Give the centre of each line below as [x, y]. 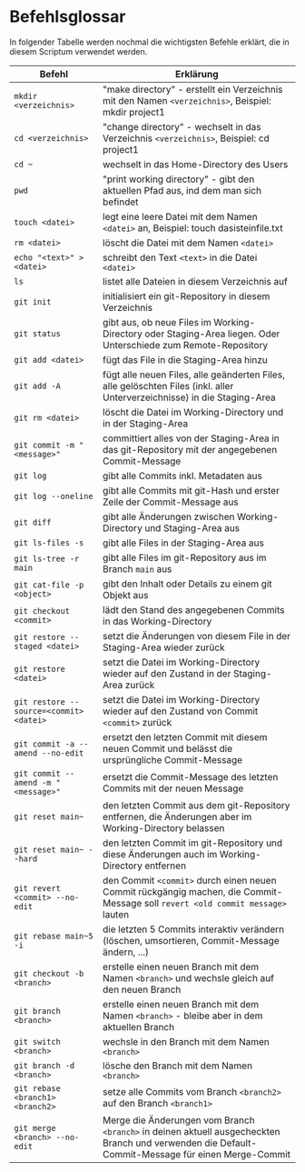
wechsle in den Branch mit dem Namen [186, 1041]
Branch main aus [138, 568]
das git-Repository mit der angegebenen [190, 449]
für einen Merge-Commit [237, 1154]
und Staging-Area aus [192, 527]
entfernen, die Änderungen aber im [177, 816]
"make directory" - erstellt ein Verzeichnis [193, 89]
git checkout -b [49, 973]
